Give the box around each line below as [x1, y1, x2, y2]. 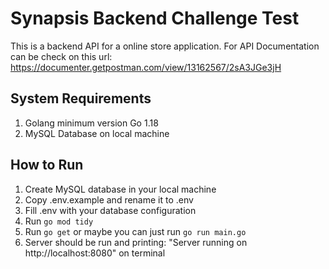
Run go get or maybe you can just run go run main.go [24, 225, 247, 237]
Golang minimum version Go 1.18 [24, 117, 159, 129]
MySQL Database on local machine [24, 127, 170, 139]
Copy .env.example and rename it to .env [24, 193, 194, 206]
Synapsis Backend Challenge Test [10, 7, 300, 30]
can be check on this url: [10, 50, 113, 62]
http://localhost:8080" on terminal [24, 247, 166, 259]
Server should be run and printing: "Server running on [24, 236, 248, 248]
